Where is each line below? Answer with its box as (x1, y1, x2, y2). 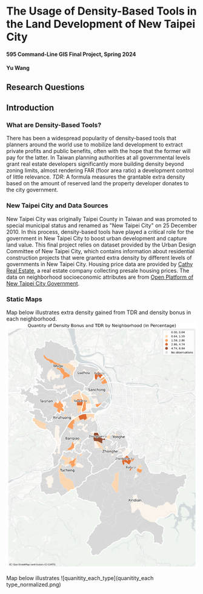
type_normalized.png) (6, 581, 62, 589)
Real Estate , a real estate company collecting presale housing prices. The (6, 267, 190, 274)
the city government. (6, 186, 59, 194)
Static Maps (6, 295, 42, 303)
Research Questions (6, 82, 85, 92)
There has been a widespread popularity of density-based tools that (6, 135, 177, 142)
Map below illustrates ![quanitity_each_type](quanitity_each (6, 575, 154, 582)
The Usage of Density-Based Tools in (6, 4, 197, 18)
